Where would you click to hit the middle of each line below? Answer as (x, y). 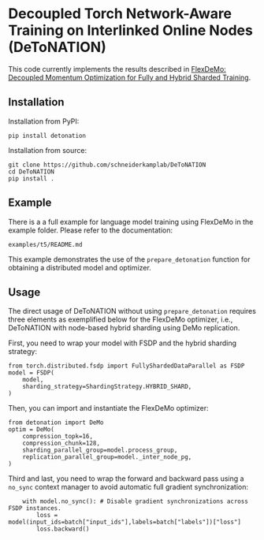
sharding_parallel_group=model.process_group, (100, 450)
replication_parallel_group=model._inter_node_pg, (107, 457)
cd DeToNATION (32, 171)
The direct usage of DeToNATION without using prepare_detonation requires (132, 311)
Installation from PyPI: (44, 121)
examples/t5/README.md (45, 244)
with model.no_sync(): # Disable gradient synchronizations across (135, 501)
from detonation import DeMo (56, 423)
